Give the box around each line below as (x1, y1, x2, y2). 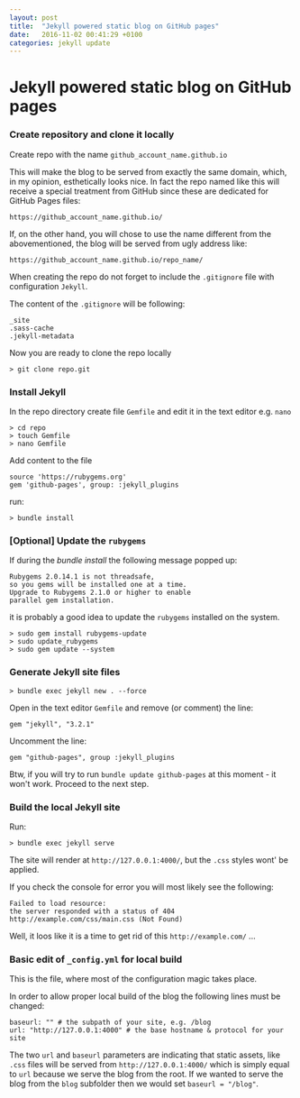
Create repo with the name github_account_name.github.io (9, 149, 228, 160)
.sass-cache (9, 324, 54, 333)
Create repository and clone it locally (9, 128, 175, 141)
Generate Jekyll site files (9, 666, 121, 679)
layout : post (9, 13, 59, 23)
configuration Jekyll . (9, 280, 88, 291)
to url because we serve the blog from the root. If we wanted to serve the (9, 1069, 284, 1080)
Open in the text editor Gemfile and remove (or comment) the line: (9, 702, 254, 713)
